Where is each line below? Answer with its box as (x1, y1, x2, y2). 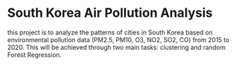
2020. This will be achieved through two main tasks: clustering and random (7, 43, 226, 51)
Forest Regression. (7, 51, 62, 59)
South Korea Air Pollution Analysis (7, 5, 213, 21)
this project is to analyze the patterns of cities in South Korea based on (7, 28, 213, 37)
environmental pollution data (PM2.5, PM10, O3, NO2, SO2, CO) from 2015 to (7, 35, 230, 44)
